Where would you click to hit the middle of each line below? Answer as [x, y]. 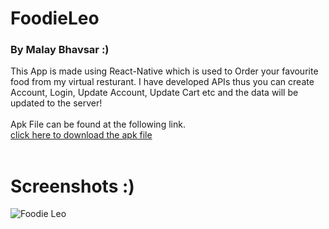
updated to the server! [56, 103]
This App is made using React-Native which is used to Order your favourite [164, 71]
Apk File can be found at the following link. [98, 124]
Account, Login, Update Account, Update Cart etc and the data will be [154, 93]
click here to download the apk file [81, 135]
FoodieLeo [55, 18]
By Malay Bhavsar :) [60, 50]
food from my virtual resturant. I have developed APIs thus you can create [162, 82]
